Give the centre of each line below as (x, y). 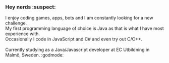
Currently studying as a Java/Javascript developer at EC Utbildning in (77, 50)
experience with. (23, 34)
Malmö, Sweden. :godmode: (35, 55)
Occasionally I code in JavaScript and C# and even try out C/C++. (74, 39)
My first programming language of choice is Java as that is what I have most (84, 28)
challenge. (16, 23)
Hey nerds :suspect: (31, 7)
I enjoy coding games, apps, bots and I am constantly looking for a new (79, 18)
